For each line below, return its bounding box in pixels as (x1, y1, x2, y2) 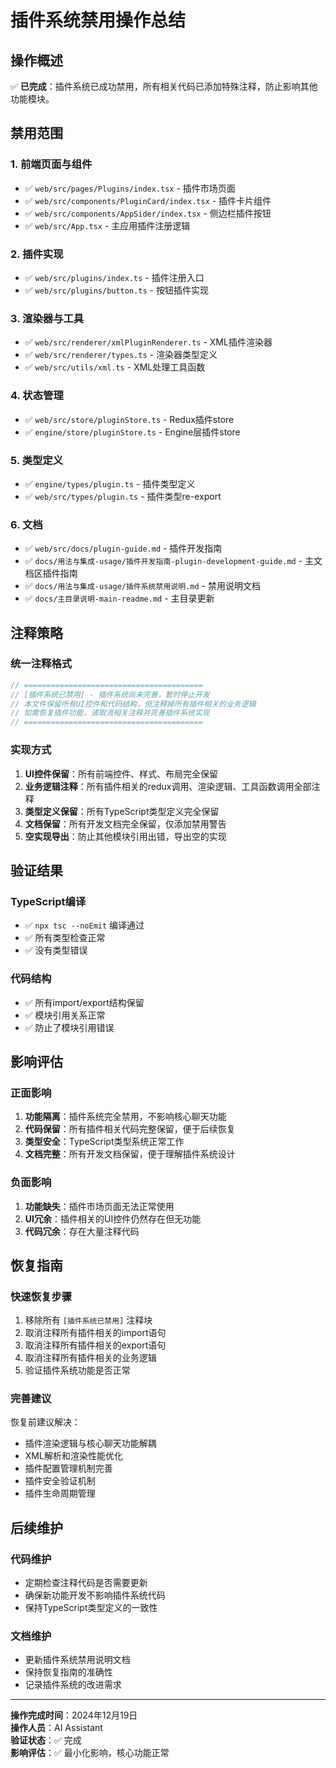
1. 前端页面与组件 (10, 157, 93, 171)
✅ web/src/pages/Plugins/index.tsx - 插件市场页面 (24, 182, 236, 194)
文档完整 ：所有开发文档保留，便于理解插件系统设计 (24, 1148, 236, 1160)
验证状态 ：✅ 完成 (10, 1734, 82, 1746)
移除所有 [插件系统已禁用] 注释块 (24, 1314, 153, 1326)
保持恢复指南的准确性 (24, 1666, 113, 1678)
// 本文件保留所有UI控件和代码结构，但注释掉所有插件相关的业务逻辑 (10, 699, 257, 709)
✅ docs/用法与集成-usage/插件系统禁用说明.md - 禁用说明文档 (24, 580, 261, 592)
